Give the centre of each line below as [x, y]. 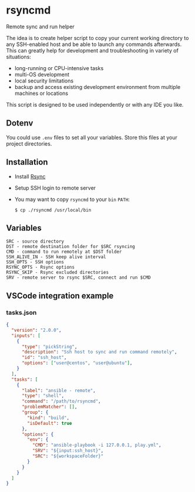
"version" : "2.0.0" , [36, 330]
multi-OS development [42, 74]
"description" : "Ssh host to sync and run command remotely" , [99, 352]
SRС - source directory [35, 242]
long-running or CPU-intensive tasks [59, 68]
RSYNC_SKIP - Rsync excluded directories [58, 273]
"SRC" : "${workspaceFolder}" [68, 456]
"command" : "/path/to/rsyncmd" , [61, 401]
